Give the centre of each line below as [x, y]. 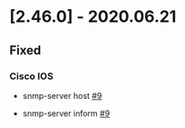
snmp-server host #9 [62, 95]
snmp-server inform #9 [66, 113]
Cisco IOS [32, 76]
